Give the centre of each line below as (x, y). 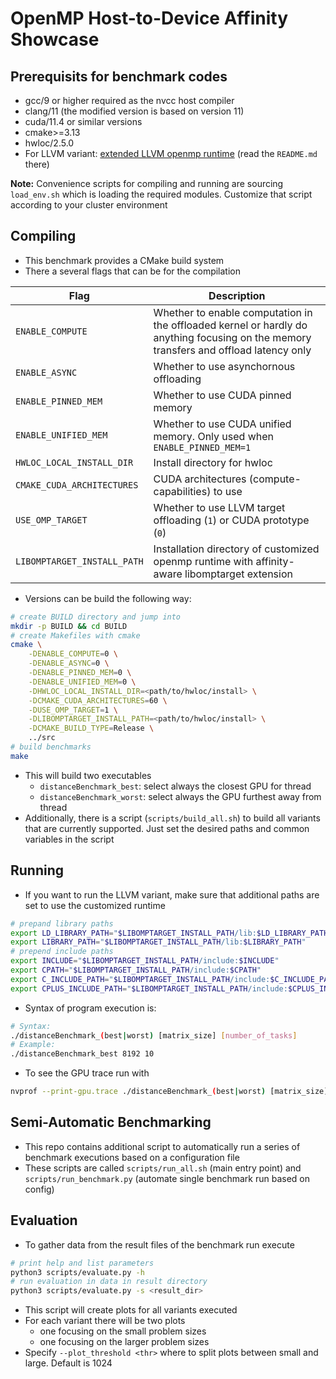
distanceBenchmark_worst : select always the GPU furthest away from (180, 796)
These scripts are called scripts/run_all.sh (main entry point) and (163, 1168)
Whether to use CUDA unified (222, 424)
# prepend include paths (62, 952)
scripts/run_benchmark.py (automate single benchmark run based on (167, 1178)
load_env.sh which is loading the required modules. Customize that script (161, 194)
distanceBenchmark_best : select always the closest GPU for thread (175, 786)
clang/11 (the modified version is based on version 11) (134, 111)
